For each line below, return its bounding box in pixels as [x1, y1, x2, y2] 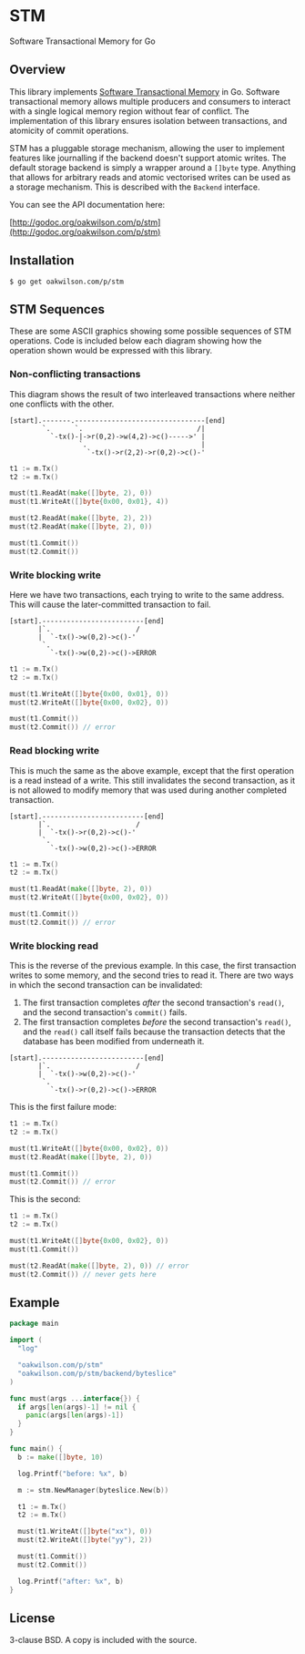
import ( [9, 1336, 43, 1345]
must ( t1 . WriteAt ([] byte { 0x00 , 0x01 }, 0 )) [9, 689, 169, 698]
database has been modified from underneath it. [22, 1036, 205, 1047]
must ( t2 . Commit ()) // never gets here [9, 1269, 157, 1279]
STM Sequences [9, 302, 105, 317]
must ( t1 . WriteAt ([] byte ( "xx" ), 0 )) [17, 1527, 153, 1536]
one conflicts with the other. [9, 398, 115, 409]
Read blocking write [9, 745, 100, 757]
